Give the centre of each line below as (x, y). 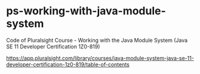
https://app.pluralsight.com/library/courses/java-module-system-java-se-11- (100, 58)
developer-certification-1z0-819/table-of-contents (68, 64)
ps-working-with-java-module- (86, 11)
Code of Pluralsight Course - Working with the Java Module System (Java (97, 40)
